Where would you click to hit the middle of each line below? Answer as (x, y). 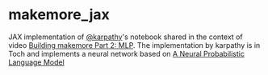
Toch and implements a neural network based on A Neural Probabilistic (126, 53)
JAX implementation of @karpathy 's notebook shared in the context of (126, 37)
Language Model (36, 62)
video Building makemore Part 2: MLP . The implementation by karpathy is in (134, 45)
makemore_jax (59, 15)
